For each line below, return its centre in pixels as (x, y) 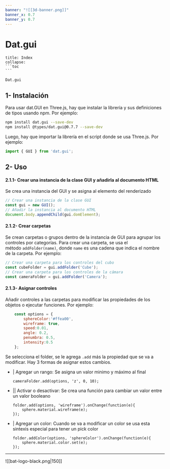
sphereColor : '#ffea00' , (48, 319)
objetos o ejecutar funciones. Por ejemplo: (49, 305)
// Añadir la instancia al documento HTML (51, 210)
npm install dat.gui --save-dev (39, 122)
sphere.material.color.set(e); (55, 442)
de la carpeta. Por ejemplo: (33, 253)
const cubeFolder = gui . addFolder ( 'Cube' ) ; (52, 267)
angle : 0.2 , (36, 333)
